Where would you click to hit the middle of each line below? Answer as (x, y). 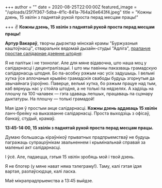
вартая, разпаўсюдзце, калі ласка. (41, 171)
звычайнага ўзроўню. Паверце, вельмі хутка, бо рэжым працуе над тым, (81, 83)
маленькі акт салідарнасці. (33, 147)
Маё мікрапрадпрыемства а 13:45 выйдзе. (49, 181)
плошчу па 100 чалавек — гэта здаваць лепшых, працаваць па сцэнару (79, 94)
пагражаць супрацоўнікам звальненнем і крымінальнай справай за (75, 142)
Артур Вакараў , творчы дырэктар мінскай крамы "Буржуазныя (72, 43)
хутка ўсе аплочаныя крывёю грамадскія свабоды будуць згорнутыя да (80, 78)
